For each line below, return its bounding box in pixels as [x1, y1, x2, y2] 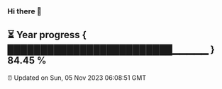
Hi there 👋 [7, 6, 43, 16]
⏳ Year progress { [7, 29, 87, 41]
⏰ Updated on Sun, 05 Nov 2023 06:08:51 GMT [7, 73, 147, 82]
